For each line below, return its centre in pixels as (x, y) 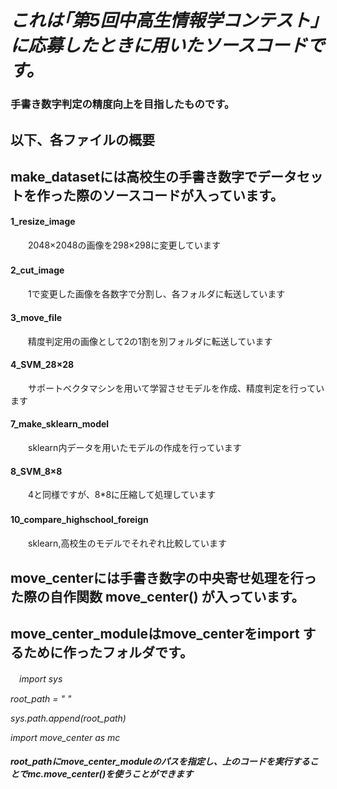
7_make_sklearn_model (60, 424)
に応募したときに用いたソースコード (159, 45)
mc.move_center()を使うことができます (110, 774)
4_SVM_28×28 (42, 365)
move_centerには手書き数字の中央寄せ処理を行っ (163, 577)
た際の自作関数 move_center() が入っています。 (157, 596)
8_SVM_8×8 (36, 471)
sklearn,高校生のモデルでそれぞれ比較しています (127, 543)
